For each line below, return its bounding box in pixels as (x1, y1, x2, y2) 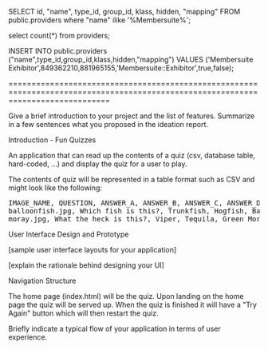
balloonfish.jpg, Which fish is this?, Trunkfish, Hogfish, (8, 207, 249, 215)
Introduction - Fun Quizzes (8, 135, 97, 145)
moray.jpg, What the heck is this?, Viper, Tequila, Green (8, 215, 245, 223)
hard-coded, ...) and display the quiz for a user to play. (8, 159, 187, 169)
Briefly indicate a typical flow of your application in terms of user (8, 324, 221, 333)
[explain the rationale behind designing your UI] (8, 261, 165, 270)
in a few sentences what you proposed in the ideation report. (8, 120, 209, 129)
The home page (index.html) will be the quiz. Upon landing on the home (8, 292, 244, 300)
